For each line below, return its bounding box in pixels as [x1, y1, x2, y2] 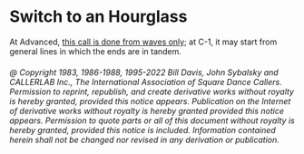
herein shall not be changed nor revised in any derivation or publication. [9, 134, 279, 145]
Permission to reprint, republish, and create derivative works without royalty [9, 86, 295, 97]
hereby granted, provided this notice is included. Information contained [9, 124, 277, 135]
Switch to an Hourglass [9, 6, 188, 27]
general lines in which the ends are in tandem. [9, 45, 181, 56]
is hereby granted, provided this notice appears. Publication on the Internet [9, 95, 291, 106]
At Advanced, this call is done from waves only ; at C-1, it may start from [9, 36, 278, 47]
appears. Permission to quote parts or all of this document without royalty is [9, 115, 295, 126]
